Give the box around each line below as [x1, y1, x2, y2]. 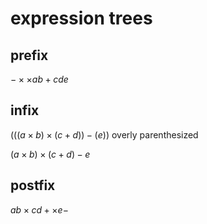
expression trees [10, 7, 153, 30]
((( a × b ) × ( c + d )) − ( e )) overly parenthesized [10, 128, 199, 141]
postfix [10, 177, 56, 194]
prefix [10, 47, 49, 64]
